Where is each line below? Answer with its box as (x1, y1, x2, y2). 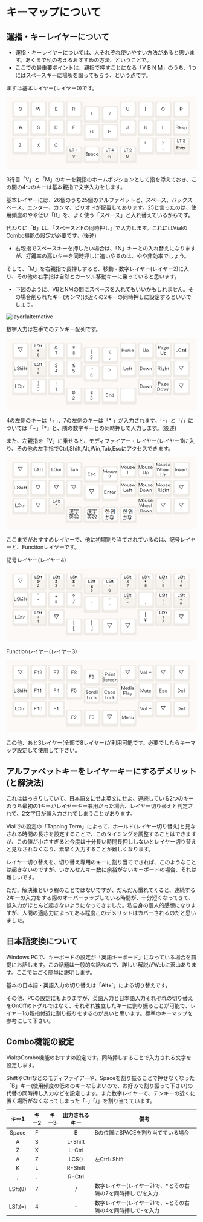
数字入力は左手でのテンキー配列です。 (6, 325, 101, 332)
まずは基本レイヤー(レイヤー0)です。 (6, 84, 98, 92)
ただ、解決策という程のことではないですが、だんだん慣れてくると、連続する (6, 886, 196, 893)
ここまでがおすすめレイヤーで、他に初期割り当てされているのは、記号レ (6, 536, 185, 543)
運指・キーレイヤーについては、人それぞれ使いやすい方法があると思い (14, 49, 190, 56)
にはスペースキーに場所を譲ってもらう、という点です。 (14, 72, 152, 79)
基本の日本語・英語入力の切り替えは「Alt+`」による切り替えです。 (6, 981, 171, 989)
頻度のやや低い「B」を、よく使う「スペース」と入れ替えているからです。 (11, 211, 193, 218)
